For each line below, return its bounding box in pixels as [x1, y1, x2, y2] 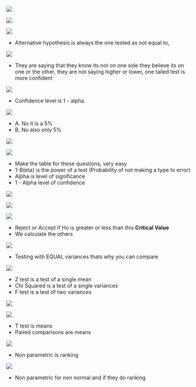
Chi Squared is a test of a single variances [14, 282, 118, 289]
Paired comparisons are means [14, 329, 91, 336]
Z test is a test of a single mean [14, 276, 92, 283]
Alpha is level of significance [14, 173, 86, 180]
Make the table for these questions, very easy [14, 160, 128, 167]
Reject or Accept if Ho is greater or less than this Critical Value [14, 224, 169, 231]
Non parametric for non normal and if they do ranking [14, 374, 146, 381]
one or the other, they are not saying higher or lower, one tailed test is [14, 68, 185, 75]
